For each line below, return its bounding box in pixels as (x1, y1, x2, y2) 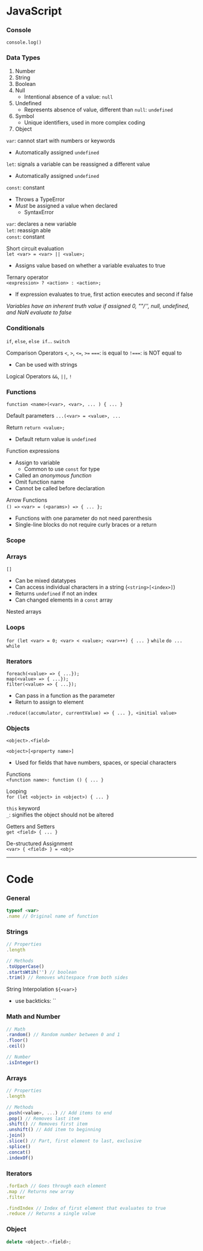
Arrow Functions (6, 496, 48, 504)
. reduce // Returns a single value (6, 1210, 96, 1217)
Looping (6, 788, 27, 795)
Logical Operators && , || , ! (6, 373, 72, 380)
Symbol (14, 112, 34, 119)
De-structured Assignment (6, 840, 72, 847)
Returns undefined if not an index (14, 589, 98, 597)
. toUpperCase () (6, 964, 45, 970)
